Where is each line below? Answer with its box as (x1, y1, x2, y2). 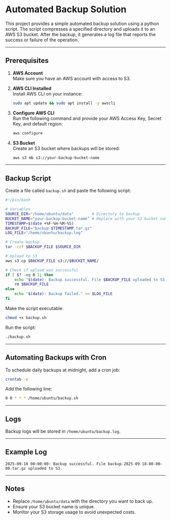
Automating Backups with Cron (5, 353, 107, 362)
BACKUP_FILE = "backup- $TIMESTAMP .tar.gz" (5, 226, 93, 231)
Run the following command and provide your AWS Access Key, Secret (12, 115, 162, 121)
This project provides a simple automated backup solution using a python (5, 20, 159, 27)
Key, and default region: (12, 121, 63, 127)
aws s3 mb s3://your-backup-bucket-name (12, 155, 100, 160)
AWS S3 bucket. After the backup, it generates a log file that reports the (5, 31, 156, 37)
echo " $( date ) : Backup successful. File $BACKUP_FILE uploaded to (14, 277, 158, 282)
